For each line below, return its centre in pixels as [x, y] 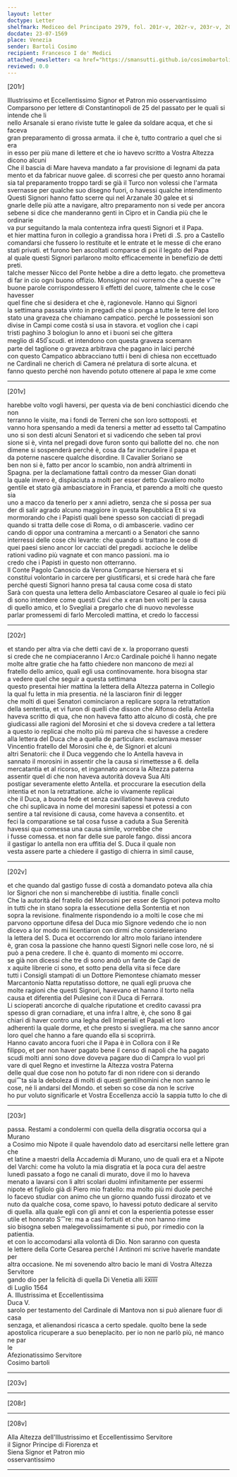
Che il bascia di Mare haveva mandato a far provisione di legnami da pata [114, 167]
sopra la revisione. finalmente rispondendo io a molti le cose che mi [105, 915]
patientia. [21, 1234]
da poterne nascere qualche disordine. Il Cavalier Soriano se [95, 457]
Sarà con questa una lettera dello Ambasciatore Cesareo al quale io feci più [117, 592]
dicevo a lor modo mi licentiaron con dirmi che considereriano [97, 930]
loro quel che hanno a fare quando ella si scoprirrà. [81, 1035]
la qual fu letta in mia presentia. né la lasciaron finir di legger [95, 694]
